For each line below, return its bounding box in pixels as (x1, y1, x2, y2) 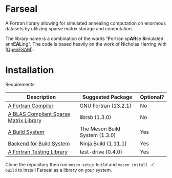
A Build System (8, 128, 45, 135)
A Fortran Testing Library (8, 148, 68, 155)
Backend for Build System (8, 140, 70, 147)
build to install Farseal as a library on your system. (5, 167, 113, 173)
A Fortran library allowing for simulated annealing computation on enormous (5, 20, 166, 26)
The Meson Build (79, 125, 120, 132)
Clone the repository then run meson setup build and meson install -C (5, 161, 155, 167)
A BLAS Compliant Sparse (8, 110, 71, 117)
